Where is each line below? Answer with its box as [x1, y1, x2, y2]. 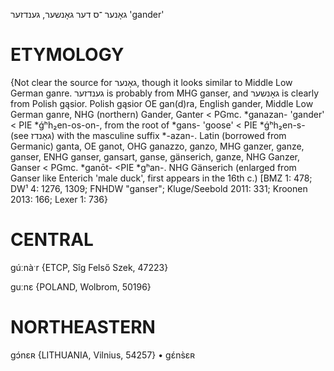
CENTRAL [10, 229, 94, 251]
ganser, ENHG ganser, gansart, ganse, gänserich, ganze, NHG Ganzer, [10, 150, 300, 163]
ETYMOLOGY [10, 44, 125, 66]
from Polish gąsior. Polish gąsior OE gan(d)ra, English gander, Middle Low [10, 97, 314, 109]
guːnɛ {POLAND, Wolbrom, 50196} [10, 280, 152, 293]
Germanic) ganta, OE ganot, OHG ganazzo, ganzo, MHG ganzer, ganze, [10, 140, 305, 152]
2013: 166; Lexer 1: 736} [10, 193, 109, 205]
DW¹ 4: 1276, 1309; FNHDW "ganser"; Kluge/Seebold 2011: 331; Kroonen [10, 182, 308, 194]
